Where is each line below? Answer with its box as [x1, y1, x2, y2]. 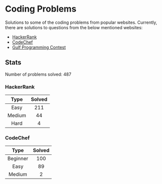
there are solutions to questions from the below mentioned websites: [5, 24, 143, 30]
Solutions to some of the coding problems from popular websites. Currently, [5, 19, 157, 25]
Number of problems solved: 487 [5, 71, 72, 77]
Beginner [7, 155, 28, 162]
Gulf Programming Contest [12, 44, 66, 50]
